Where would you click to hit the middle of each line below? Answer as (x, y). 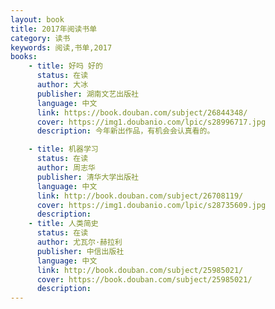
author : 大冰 (62, 85)
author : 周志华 (66, 168)
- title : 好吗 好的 (65, 66)
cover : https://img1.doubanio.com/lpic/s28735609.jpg (151, 205)
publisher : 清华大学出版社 (87, 177)
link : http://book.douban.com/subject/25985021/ (140, 270)
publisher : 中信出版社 (80, 251)
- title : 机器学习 (63, 149)
